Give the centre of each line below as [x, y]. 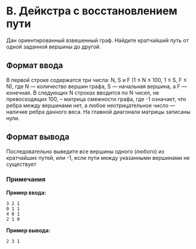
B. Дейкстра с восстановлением [92, 11]
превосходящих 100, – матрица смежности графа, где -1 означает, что [96, 99]
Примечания [26, 180]
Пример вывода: [28, 230]
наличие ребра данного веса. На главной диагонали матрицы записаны [98, 111]
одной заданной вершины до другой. [54, 47]
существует [22, 164]
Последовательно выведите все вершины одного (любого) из [85, 151]
